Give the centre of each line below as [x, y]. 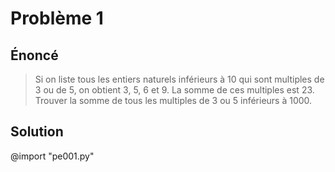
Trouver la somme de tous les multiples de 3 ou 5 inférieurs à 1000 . [173, 100]
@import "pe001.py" [52, 156]
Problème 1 [57, 18]
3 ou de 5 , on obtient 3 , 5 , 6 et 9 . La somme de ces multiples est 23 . [174, 90]
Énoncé [34, 55]
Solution [37, 132]
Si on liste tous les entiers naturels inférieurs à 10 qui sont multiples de [179, 79]
